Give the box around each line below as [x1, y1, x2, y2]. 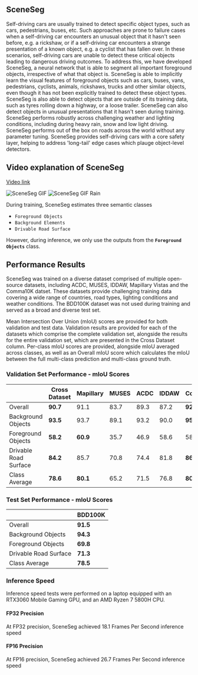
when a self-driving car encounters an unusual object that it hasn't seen [6, 32, 181, 40]
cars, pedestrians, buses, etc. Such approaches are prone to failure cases [6, 27, 186, 34]
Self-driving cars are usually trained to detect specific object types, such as [6, 20, 190, 27]
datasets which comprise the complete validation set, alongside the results [6, 330, 188, 337]
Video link [6, 178, 31, 185]
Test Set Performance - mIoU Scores [6, 495, 113, 504]
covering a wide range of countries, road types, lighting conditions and [6, 294, 179, 301]
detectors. [6, 145, 31, 153]
